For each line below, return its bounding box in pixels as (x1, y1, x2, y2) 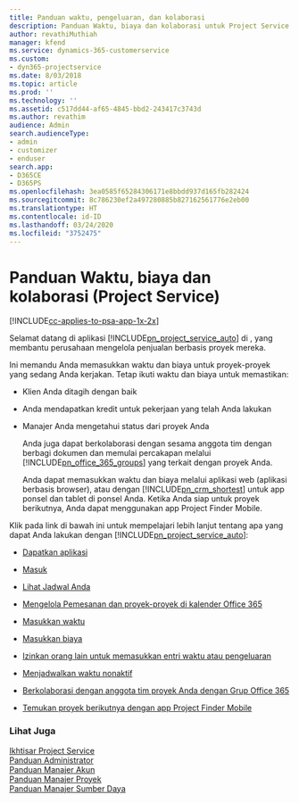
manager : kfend (9, 37, 66, 47)
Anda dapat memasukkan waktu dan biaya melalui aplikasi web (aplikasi (21, 475, 287, 485)
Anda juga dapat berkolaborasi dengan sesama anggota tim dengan (21, 438, 272, 449)
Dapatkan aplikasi (21, 547, 88, 558)
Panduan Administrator (9, 755, 94, 766)
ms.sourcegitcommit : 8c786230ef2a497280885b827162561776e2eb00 (9, 195, 250, 205)
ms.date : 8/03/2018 (9, 71, 82, 80)
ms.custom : (9, 54, 50, 63)
